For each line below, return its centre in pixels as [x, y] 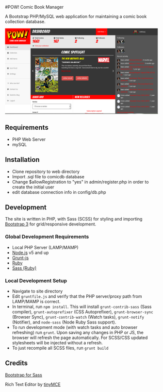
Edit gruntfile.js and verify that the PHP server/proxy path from [77, 296]
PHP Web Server [29, 139]
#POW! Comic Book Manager [34, 7]
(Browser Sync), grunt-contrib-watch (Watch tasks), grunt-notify [78, 317]
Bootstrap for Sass [24, 375]
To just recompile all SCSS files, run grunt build [60, 348]
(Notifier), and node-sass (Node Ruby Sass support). [64, 322]
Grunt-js [20, 257]
